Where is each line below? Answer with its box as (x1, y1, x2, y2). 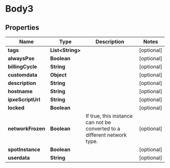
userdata (8, 154, 30, 161)
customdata (8, 71, 38, 78)
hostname (8, 88, 33, 95)
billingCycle (8, 63, 37, 70)
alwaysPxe (8, 55, 34, 62)
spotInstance (8, 146, 40, 153)
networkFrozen (8, 125, 46, 132)
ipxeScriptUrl (8, 96, 40, 103)
